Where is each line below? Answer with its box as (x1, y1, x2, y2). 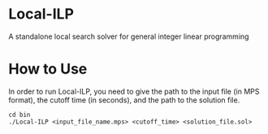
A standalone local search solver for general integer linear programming (8, 31, 249, 41)
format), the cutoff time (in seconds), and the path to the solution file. (8, 94, 240, 105)
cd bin (8, 111, 31, 119)
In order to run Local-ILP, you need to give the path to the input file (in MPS (8, 86, 260, 96)
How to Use (8, 60, 88, 78)
